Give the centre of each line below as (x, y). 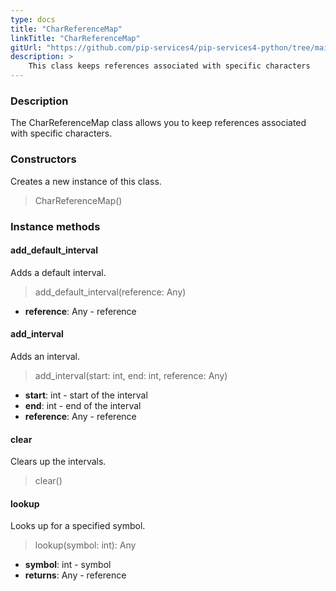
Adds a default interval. (58, 272)
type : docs (33, 19)
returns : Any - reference (75, 575)
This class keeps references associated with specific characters (169, 66)
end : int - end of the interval (83, 405)
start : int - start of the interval (86, 395)
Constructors (43, 159)
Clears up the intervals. (58, 462)
